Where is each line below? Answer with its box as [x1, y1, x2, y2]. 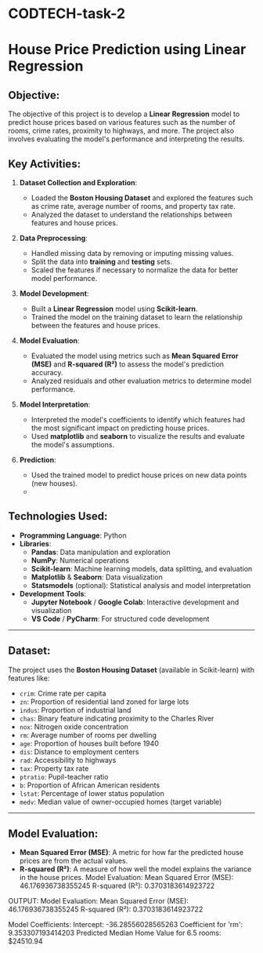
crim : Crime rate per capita [19, 688, 106, 698]
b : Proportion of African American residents [19, 780, 160, 790]
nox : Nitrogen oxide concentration [19, 721, 129, 731]
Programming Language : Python [19, 531, 127, 540]
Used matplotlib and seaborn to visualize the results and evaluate [31, 432, 245, 440]
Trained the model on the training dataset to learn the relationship [31, 312, 243, 322]
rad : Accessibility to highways [19, 755, 117, 765]
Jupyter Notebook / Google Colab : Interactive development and [31, 597, 240, 607]
